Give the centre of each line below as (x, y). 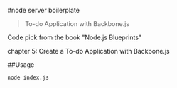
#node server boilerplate (44, 10)
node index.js (28, 77)
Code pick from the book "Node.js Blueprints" (75, 37)
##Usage (21, 65)
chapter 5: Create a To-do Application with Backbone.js (88, 51)
